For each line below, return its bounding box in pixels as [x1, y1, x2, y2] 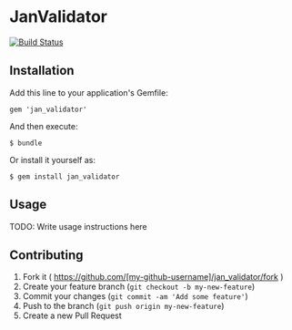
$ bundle [9, 139, 43, 148]
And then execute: [9, 120, 78, 131]
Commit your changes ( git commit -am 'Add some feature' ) [22, 291, 248, 302]
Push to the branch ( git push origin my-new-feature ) [22, 301, 225, 312]
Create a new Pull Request [22, 310, 123, 321]
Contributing [9, 247, 84, 263]
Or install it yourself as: [9, 154, 96, 165]
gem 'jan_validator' [9, 105, 88, 114]
